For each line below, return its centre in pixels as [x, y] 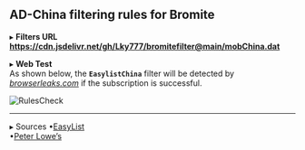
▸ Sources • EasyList [47, 127]
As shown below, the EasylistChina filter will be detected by [122, 73]
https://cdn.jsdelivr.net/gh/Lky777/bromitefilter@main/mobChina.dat [145, 46]
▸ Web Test [31, 63]
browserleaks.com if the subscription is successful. [106, 83]
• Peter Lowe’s [35, 136]
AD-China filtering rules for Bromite [112, 15]
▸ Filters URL [34, 36]
